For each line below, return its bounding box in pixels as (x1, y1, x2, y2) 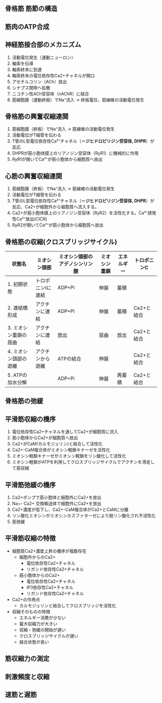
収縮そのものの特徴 (12, 608, 51, 614)
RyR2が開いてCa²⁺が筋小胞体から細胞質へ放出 (12, 222, 104, 228)
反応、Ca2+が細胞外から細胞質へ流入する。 (12, 204, 99, 210)
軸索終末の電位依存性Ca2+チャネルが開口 (12, 72, 95, 79)
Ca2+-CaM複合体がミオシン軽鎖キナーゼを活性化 (12, 447, 110, 453)
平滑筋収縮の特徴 (5, 534, 56, 543)
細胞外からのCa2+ (19, 554, 56, 560)
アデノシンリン (58, 261, 93, 268)
